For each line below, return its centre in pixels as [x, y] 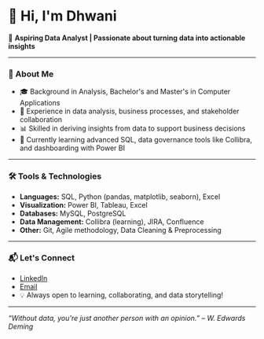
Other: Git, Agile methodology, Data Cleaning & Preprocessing [120, 230]
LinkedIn [33, 278]
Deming [21, 326]
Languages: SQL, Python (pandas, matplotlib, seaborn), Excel [120, 197]
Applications [40, 103]
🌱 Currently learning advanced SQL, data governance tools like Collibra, [136, 140]
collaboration [41, 120]
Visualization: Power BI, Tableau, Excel [83, 205]
